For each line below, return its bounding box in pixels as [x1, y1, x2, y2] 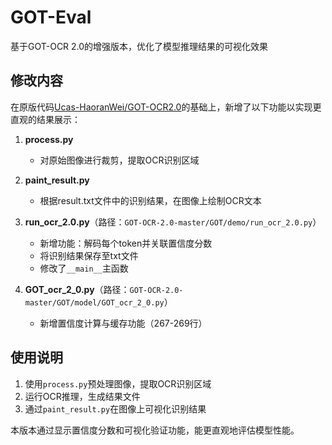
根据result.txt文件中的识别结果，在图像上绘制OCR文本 [39, 194, 262, 206]
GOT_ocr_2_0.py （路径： [24, 283, 130, 295]
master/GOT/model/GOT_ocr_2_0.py [24, 297, 165, 308]
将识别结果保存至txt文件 [39, 249, 139, 261]
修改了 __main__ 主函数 [39, 262, 129, 274]
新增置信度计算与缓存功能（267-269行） [39, 317, 208, 329]
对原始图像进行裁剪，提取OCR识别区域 [39, 154, 200, 166]
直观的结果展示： [10, 113, 81, 125]
